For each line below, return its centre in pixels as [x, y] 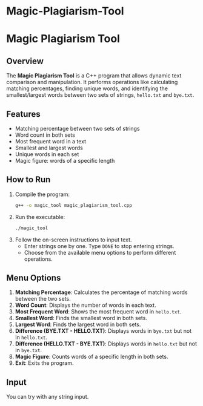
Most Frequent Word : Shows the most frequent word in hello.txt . [98, 312]
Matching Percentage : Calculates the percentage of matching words [101, 292]
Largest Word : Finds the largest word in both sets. [78, 324]
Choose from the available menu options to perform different [100, 252]
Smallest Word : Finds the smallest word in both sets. [81, 318]
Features [23, 114]
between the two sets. [43, 299]
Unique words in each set [47, 154]
